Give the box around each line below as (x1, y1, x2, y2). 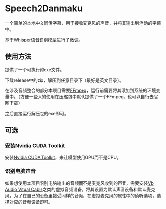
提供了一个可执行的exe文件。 (5, 66, 65, 72)
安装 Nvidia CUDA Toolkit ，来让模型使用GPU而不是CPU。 (5, 154, 121, 161)
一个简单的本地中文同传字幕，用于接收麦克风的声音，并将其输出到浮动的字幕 (5, 20, 161, 26)
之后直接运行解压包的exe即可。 (5, 110, 69, 116)
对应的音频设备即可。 (9, 199, 53, 205)
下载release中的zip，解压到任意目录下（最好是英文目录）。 (5, 77, 124, 83)
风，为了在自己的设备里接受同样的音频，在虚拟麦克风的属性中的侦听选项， (5, 192, 157, 198)
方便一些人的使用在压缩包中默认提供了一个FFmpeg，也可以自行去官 (20, 93, 158, 99)
